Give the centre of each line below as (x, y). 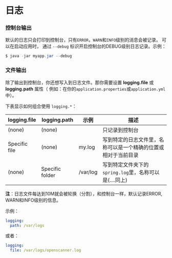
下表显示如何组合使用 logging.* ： (41, 106)
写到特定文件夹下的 (125, 165)
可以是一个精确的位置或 (136, 147)
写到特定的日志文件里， (131, 140)
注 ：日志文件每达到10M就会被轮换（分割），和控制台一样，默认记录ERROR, (84, 193)
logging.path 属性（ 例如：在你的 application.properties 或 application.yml (85, 89)
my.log (87, 147)
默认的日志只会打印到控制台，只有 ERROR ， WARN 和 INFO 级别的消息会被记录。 (83, 40)
